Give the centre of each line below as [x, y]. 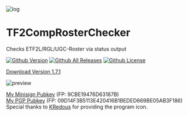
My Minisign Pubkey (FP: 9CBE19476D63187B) [63, 94]
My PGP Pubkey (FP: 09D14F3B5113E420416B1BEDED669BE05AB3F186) [95, 100]
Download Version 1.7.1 [33, 71]
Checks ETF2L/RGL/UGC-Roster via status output [66, 49]
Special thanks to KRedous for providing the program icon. [77, 107]
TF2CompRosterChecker [68, 33]
